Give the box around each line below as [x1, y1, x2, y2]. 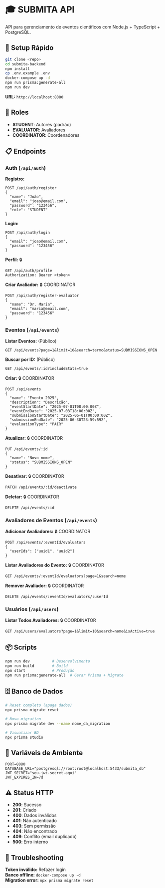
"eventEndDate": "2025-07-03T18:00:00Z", [9, 408, 97, 413]
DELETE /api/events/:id [5, 505, 55, 510]
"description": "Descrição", [9, 400, 70, 405]
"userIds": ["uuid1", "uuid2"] [9, 549, 75, 554]
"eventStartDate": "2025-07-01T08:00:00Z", [9, 404, 101, 409]
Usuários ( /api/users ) [5, 605, 59, 612]
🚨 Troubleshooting [5, 853, 64, 862]
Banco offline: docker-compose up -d [5, 872, 81, 878]
